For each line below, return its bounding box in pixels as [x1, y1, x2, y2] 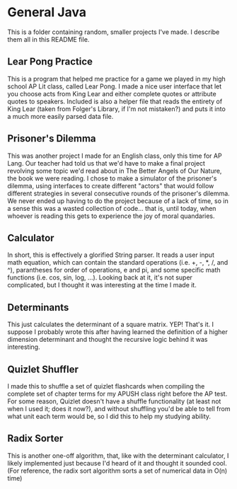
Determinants [7, 301, 69, 313]
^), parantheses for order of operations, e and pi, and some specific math [7, 266, 221, 275]
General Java [7, 4, 87, 21]
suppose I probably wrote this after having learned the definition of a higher [7, 328, 228, 336]
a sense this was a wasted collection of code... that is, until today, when [7, 204, 216, 212]
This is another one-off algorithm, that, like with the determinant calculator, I [7, 451, 229, 460]
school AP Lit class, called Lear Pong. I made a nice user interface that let [7, 82, 222, 91]
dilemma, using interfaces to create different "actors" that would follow [7, 181, 214, 190]
